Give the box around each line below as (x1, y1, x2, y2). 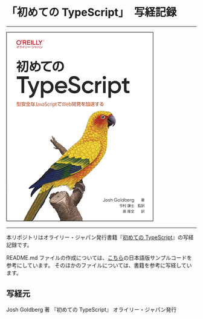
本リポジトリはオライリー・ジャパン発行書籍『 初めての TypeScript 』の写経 (6, 234, 194, 241)
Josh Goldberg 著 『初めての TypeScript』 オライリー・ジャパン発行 (6, 306, 177, 313)
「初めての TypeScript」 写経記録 (6, 5, 177, 19)
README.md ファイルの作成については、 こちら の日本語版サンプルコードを (6, 254, 192, 261)
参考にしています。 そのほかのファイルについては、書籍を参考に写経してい (6, 261, 192, 269)
